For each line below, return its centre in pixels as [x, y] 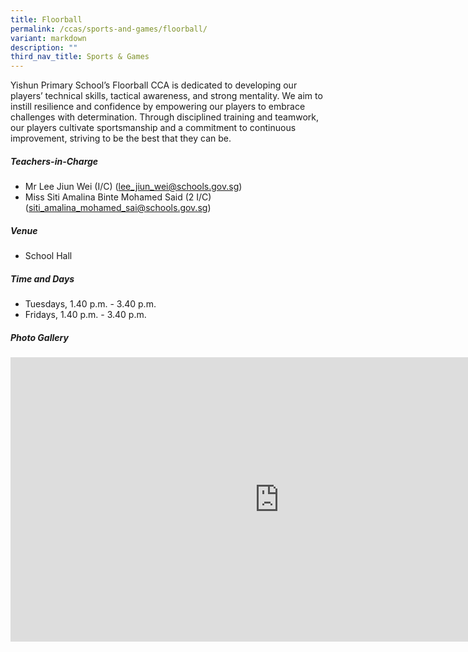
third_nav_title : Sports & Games [80, 57]
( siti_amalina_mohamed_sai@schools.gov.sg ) [118, 208]
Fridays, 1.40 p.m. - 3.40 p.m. [85, 315]
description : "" [44, 47]
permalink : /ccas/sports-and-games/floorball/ [109, 29]
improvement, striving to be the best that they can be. [121, 138]
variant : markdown [48, 38]
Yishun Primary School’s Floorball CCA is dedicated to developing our [154, 85]
